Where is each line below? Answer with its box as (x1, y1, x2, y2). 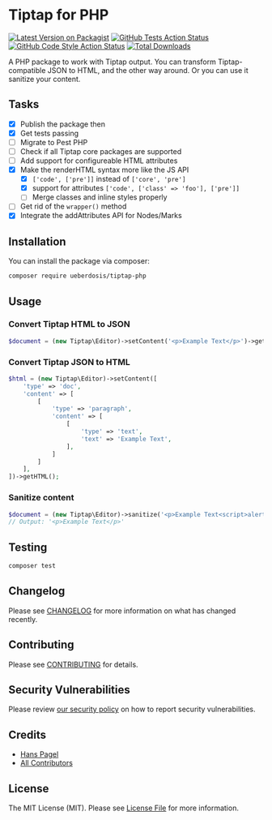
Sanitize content (8, 492, 74, 504)
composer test (8, 562, 57, 570)
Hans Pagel (19, 749, 59, 759)
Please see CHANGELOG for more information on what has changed (8, 606, 236, 616)
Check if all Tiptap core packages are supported (19, 146, 182, 156)
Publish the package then (19, 119, 106, 129)
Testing (8, 540, 48, 554)
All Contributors (19, 758, 73, 768)
